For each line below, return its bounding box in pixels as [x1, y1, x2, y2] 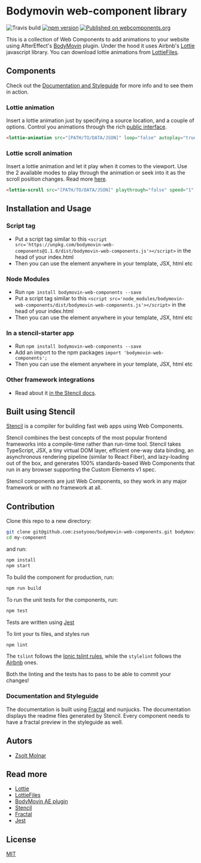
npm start [6, 563, 31, 569]
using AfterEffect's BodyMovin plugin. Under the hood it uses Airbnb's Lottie [6, 42, 195, 49]
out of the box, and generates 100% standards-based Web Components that [6, 459, 195, 467]
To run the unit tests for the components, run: [6, 596, 118, 603]
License [6, 834, 36, 844]
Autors [6, 736, 33, 746]
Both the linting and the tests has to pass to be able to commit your [6, 671, 172, 678]
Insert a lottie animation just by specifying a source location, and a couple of [6, 117, 194, 124]
